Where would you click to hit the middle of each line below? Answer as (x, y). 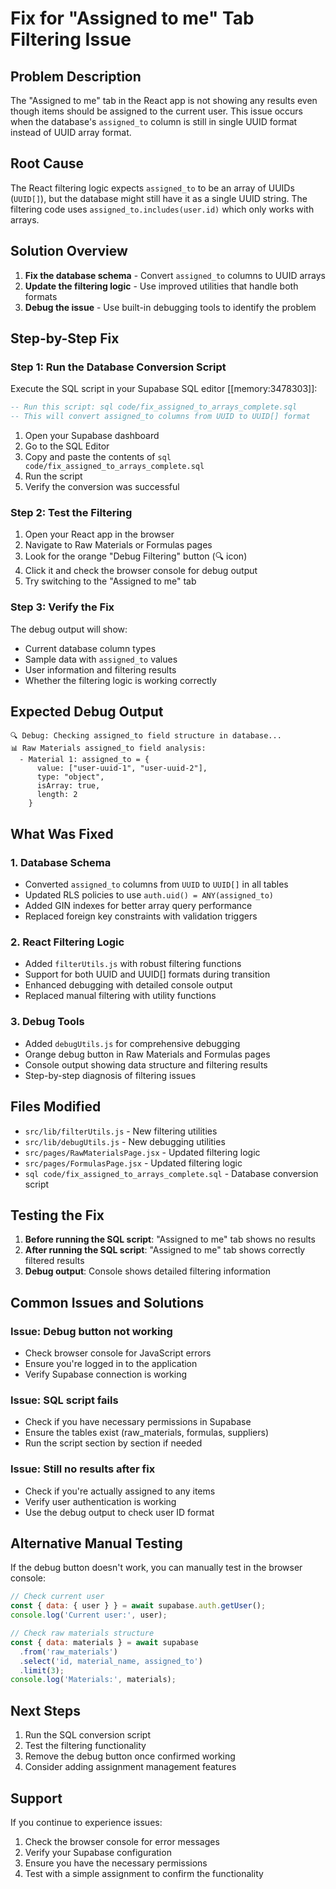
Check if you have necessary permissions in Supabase (138, 1422)
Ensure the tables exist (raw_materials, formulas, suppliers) (147, 1433)
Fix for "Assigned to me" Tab (132, 18)
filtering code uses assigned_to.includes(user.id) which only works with (162, 209)
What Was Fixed (62, 833)
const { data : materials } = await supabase (104, 1642)
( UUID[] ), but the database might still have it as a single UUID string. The (159, 198)
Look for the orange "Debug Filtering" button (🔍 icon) (136, 556)
